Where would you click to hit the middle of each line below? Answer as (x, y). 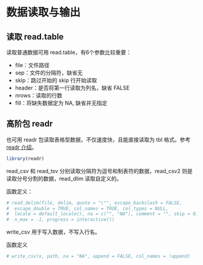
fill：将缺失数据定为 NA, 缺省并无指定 (61, 103)
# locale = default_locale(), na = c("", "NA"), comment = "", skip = (98, 214)
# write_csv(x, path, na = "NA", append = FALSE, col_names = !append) (98, 257)
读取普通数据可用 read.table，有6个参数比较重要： (69, 52)
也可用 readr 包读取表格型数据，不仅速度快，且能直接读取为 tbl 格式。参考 (98, 139)
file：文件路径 (32, 65)
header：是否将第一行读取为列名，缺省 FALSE (72, 88)
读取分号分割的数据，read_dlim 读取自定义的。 (64, 178)
